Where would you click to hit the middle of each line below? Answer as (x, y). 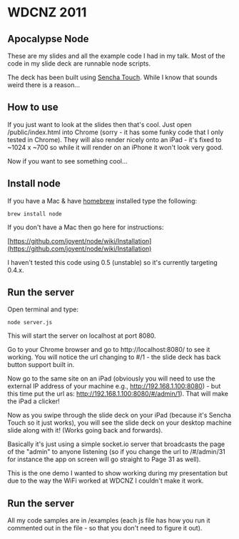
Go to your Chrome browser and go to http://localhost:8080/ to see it (109, 350)
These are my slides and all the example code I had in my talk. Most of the (116, 56)
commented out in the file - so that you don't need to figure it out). (105, 528)
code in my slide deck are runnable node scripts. (79, 64)
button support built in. (41, 365)
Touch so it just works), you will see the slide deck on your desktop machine (119, 423)
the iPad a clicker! (34, 401)
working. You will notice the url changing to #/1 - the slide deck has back (114, 357)
